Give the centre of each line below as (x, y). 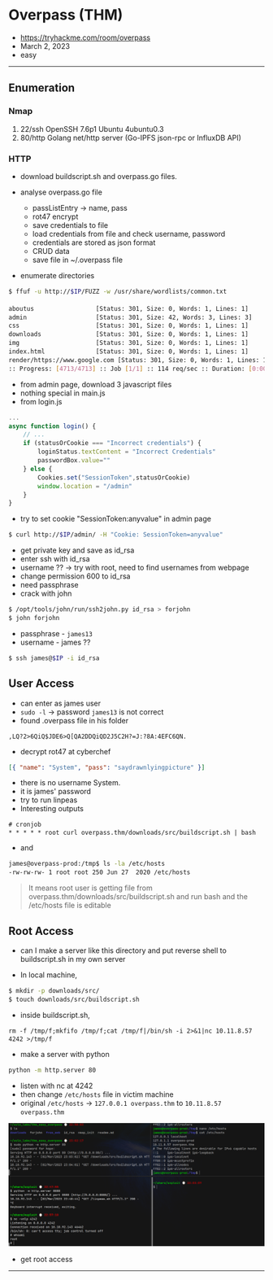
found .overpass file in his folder (74, 720)
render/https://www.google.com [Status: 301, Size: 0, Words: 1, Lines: (134, 360)
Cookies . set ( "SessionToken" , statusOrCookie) (114, 478)
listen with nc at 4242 (56, 1086)
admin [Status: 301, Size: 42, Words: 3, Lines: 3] (130, 317)
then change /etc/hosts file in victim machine (97, 1094)
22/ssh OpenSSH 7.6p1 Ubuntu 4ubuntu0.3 (92, 129)
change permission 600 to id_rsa (75, 576)
